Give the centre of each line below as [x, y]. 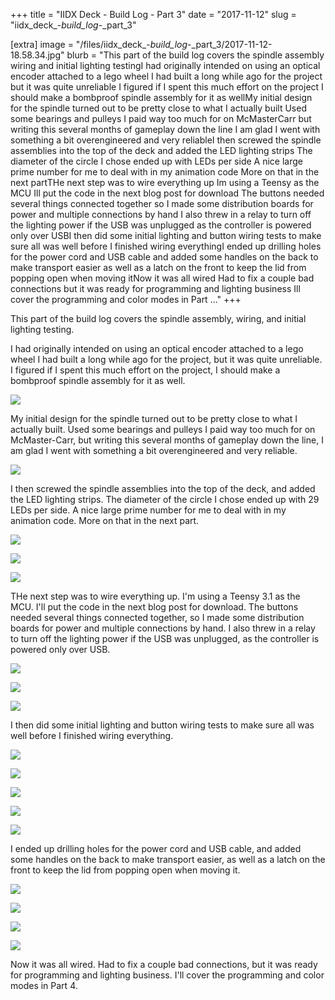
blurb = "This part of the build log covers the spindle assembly [195, 55]
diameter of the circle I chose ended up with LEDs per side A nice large [156, 161]
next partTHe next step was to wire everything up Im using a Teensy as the [165, 182]
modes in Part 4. [44, 985]
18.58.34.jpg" [37, 55]
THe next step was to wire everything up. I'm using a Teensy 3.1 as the [155, 596]
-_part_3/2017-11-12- [230, 44]
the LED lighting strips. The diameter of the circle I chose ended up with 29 [165, 499]
